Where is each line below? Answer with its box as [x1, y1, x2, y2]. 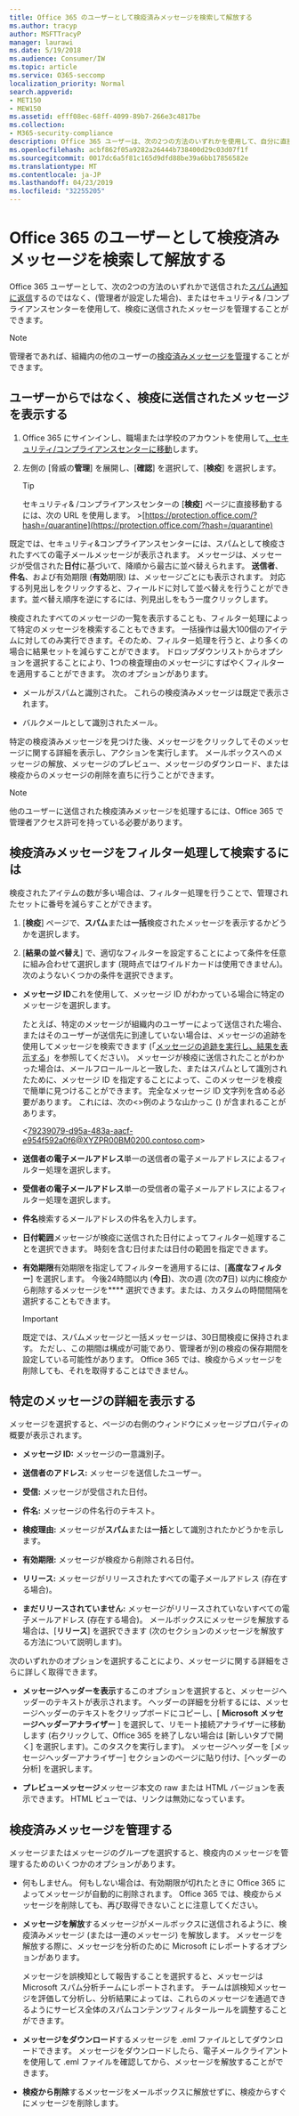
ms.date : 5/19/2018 [9, 46, 82, 55]
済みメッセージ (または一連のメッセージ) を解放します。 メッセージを [29, 1930, 283, 1941]
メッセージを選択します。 [21, 999, 116, 1010]
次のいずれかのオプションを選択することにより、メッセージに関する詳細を [9, 1656, 282, 1667]
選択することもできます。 [21, 1296, 116, 1306]
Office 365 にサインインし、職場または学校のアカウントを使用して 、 [21, 432, 274, 443]
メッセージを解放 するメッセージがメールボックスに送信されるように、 [21, 1918, 279, 1929]
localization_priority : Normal [9, 79, 125, 88]
